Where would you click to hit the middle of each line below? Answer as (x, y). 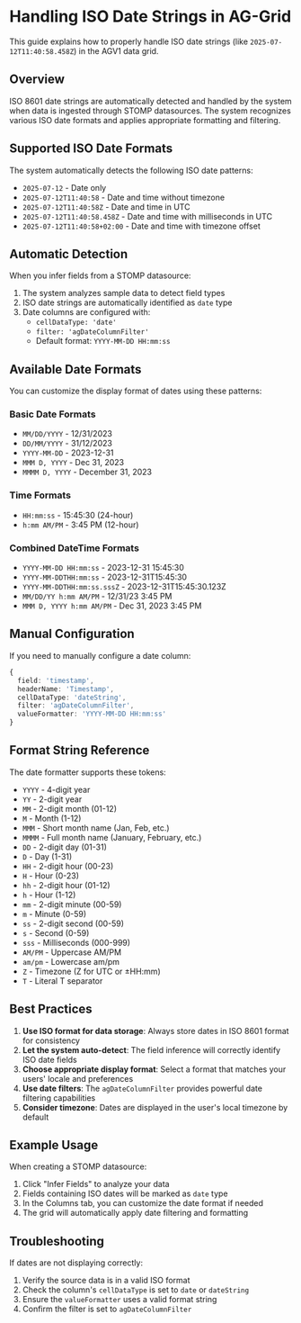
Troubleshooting (57, 1241)
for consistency (51, 1040)
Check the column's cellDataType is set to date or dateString (136, 1290)
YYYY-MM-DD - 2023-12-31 (68, 453)
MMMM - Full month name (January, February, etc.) (112, 837)
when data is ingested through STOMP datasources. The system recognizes (150, 111)
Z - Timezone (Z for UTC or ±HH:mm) (91, 971)
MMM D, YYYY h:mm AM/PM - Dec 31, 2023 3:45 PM (112, 606)
